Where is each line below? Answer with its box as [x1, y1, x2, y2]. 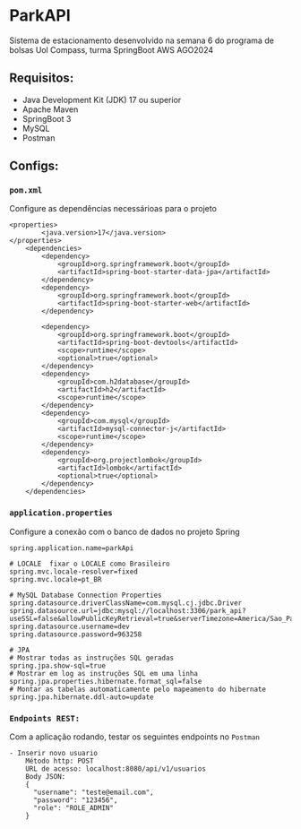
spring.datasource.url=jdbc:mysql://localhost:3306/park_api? [9, 606, 246, 615]
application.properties [9, 508, 114, 518]
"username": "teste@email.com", [32, 788, 154, 798]
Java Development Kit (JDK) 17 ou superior [21, 94, 182, 105]
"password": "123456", [32, 796, 118, 805]
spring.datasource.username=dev [9, 622, 130, 631]
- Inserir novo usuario [9, 749, 99, 758]
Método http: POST [25, 756, 94, 766]
